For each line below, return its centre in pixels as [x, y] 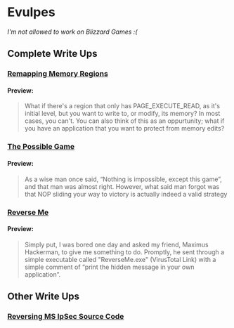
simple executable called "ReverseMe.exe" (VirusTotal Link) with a [120, 259]
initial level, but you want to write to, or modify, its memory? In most [122, 114]
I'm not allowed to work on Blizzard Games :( [72, 32]
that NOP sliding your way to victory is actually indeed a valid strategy [126, 194]
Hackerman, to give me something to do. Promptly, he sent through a [124, 252]
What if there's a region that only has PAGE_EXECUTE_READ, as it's [122, 106]
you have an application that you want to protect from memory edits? [124, 129]
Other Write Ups [43, 297]
